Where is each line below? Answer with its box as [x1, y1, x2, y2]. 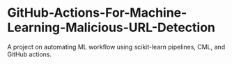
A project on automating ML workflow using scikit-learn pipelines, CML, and [7, 42, 225, 51]
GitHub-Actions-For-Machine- [7, 5, 187, 21]
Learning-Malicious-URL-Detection [7, 19, 216, 35]
